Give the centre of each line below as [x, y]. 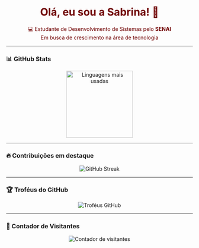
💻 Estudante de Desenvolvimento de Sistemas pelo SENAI [99, 29]
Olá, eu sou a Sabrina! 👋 [99, 12]
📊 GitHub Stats [29, 59]
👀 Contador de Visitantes [43, 226]
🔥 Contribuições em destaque [50, 156]
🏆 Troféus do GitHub [37, 190]
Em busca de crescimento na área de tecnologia [99, 37]
